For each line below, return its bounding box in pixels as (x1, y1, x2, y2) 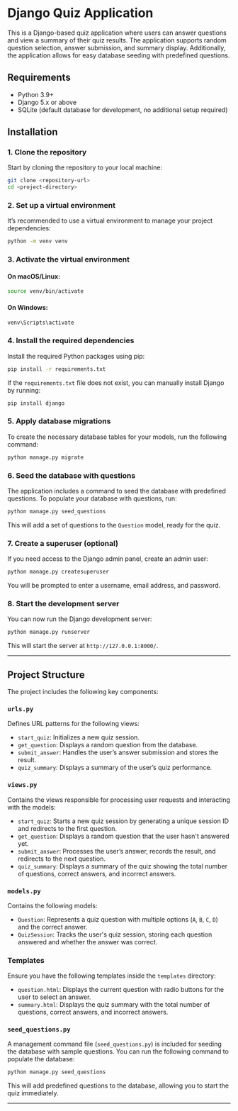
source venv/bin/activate (7, 288, 84, 295)
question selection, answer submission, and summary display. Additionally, (7, 43, 226, 52)
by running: (7, 386, 41, 394)
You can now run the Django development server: (7, 615, 152, 623)
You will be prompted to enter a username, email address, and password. (7, 581, 221, 589)
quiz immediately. (7, 1089, 59, 1098)
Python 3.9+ (17, 90, 55, 99)
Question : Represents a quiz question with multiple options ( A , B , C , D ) (17, 915, 218, 923)
